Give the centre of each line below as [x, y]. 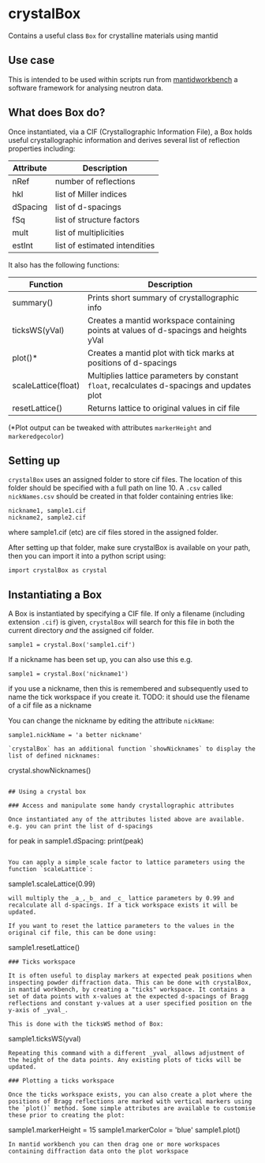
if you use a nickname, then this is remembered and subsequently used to [128, 689]
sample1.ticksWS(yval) [45, 1039]
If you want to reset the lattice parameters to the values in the [121, 926]
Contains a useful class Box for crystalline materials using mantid [113, 36]
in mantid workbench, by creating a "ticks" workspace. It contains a [127, 990]
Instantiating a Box [55, 595]
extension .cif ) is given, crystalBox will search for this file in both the [121, 622]
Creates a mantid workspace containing [161, 320]
